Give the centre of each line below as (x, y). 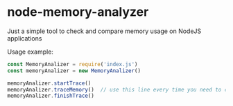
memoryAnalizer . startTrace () (49, 83)
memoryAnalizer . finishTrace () (51, 96)
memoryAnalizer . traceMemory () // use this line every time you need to (114, 89)
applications (25, 38)
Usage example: (31, 52)
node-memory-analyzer (78, 12)
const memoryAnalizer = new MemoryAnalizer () (74, 71)
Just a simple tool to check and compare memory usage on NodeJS (104, 31)
